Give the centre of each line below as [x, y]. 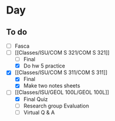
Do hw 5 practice [44, 66]
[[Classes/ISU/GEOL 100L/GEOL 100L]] [62, 92]
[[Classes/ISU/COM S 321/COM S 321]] [62, 53]
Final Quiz [36, 99]
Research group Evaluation [56, 106]
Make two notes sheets [52, 86]
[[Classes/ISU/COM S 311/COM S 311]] [61, 73]
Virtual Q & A [39, 112]
